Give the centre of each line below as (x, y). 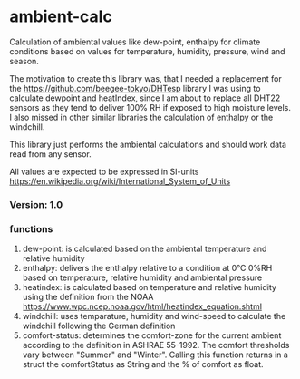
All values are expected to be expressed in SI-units (104, 171)
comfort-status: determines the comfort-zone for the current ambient (152, 335)
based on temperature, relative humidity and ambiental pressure (142, 277)
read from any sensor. (51, 154)
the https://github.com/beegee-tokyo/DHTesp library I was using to (135, 88)
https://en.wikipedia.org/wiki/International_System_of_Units (120, 181)
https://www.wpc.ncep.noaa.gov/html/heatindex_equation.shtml (142, 306)
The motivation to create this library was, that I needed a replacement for (146, 78)
